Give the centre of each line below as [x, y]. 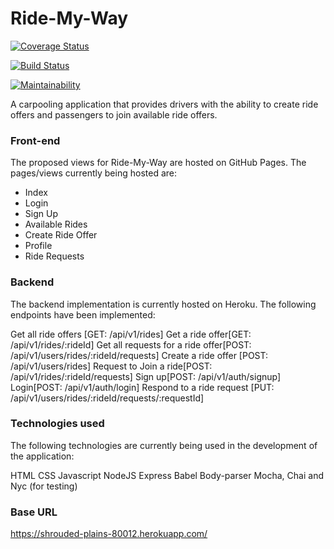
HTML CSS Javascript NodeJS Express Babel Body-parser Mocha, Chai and [167, 475]
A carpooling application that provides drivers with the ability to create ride [164, 104]
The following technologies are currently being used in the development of [164, 445]
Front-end [35, 140]
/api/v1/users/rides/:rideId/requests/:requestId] [107, 398]
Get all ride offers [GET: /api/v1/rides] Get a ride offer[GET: [131, 334]
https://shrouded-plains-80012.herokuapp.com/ [109, 534]
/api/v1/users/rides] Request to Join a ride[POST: [111, 366]
